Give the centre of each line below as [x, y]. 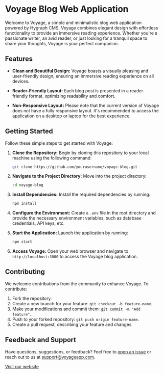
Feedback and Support [41, 340]
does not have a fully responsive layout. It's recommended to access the [85, 110]
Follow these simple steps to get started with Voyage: [59, 143]
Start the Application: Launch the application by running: [70, 233]
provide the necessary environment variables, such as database [77, 218]
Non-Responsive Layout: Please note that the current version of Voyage [85, 105]
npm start [22, 242]
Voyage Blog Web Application [67, 9]
